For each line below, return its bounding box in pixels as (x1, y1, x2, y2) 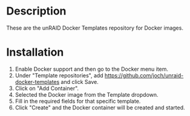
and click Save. (61, 78, 99, 85)
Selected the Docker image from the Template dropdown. (15, 91, 159, 98)
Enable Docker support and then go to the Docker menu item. (15, 65, 168, 72)
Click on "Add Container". (15, 85, 79, 92)
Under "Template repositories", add (15, 71, 104, 79)
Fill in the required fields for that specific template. (15, 97, 141, 105)
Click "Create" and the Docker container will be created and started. (15, 104, 186, 111)
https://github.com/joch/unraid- (105, 71, 184, 79)
